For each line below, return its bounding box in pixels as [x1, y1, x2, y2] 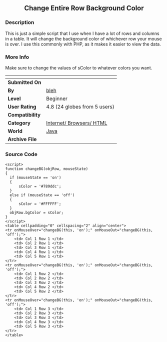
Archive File [7, 135, 37, 142]
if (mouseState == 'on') [9, 175, 61, 180]
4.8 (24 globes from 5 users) [46, 103, 115, 110]
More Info [5, 53, 29, 60]
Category [7, 119, 31, 126]
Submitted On [7, 78, 41, 85]
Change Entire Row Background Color [24, 4, 144, 12]
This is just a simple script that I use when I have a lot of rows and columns [5, 30, 159, 36]
